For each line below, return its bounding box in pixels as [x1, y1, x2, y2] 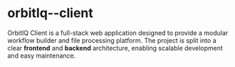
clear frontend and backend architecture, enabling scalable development [7, 43, 223, 52]
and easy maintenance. [7, 51, 76, 60]
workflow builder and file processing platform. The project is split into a [7, 36, 217, 44]
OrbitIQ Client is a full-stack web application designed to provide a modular [7, 29, 229, 37]
